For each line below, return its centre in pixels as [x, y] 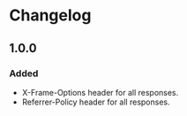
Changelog [50, 15]
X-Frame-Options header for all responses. [100, 92]
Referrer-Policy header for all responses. [96, 102]
